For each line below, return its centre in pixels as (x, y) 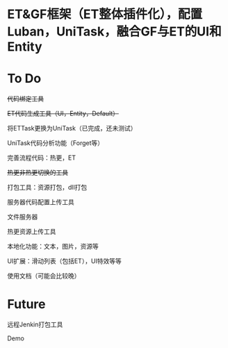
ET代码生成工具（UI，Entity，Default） (63, 114)
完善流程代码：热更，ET (42, 158)
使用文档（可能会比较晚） (44, 276)
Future (27, 305)
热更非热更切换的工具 (38, 173)
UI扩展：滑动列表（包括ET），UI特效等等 (64, 261)
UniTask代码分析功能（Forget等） (56, 143)
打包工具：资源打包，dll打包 (47, 188)
